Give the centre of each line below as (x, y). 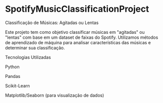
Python (12, 67)
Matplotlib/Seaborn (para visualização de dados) (55, 95)
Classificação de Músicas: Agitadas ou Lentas (52, 23)
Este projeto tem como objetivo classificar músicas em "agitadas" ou (75, 32)
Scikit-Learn (18, 86)
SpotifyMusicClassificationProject (77, 9)
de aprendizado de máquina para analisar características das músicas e (78, 42)
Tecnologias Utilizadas (28, 57)
